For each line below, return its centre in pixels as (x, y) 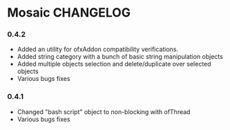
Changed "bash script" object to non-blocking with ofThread (104, 111)
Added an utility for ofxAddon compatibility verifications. (97, 49)
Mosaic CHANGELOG (69, 13)
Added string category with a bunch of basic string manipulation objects (120, 57)
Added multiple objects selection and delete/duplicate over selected (114, 64)
